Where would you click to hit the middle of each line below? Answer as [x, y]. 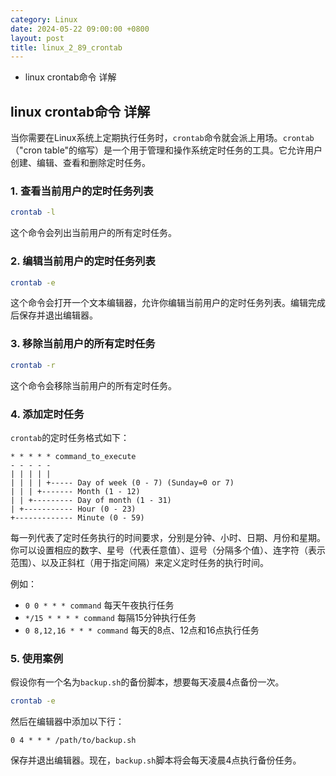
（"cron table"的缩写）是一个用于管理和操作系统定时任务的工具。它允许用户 [166, 150]
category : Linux [44, 19]
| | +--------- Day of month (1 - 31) [91, 500]
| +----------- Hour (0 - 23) [73, 509]
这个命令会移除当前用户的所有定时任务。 [93, 385]
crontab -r [33, 365]
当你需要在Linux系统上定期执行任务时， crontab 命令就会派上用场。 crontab [162, 138]
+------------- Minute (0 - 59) [77, 517]
